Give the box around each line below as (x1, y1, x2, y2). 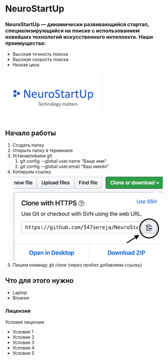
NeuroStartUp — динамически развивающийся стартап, (5, 21, 149, 28)
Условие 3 (12, 339, 34, 345)
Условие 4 (12, 344, 35, 350)
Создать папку (12, 142, 44, 148)
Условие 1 (12, 328, 33, 334)
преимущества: (5, 40, 46, 47)
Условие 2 (12, 334, 34, 340)
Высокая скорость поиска (12, 56, 69, 63)
